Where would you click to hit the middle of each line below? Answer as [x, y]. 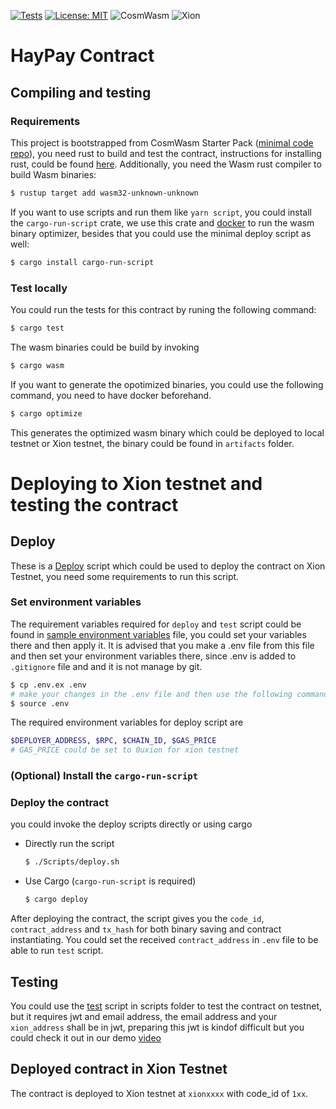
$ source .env [40, 703]
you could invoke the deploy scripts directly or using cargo [131, 824]
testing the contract [94, 504]
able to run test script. [57, 951]
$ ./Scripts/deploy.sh [72, 862]
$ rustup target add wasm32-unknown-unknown [104, 193]
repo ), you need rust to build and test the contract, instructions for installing [166, 153]
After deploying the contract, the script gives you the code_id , [137, 919]
